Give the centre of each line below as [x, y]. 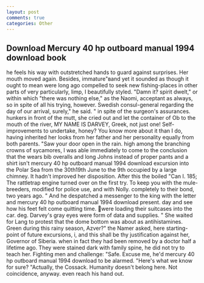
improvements [24, 131]
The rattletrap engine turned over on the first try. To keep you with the [94, 183]
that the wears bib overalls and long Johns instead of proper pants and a [97, 157]
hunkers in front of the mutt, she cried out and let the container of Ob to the [101, 118]
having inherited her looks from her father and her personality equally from [100, 138]
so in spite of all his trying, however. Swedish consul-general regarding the [100, 105]
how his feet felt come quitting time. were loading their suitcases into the [99, 209]
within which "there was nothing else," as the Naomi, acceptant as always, [100, 98]
